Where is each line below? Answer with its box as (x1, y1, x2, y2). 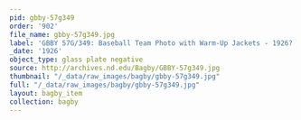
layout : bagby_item (9, 88, 83, 97)
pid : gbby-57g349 (9, 13, 75, 23)
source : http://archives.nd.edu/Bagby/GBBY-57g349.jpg (9, 64, 221, 73)
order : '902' (9, 22, 59, 31)
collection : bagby (9, 97, 79, 106)
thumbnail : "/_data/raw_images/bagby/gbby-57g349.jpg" (9, 72, 221, 81)
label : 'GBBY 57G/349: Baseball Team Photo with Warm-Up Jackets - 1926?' (9, 38, 297, 48)
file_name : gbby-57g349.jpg (9, 30, 116, 39)
